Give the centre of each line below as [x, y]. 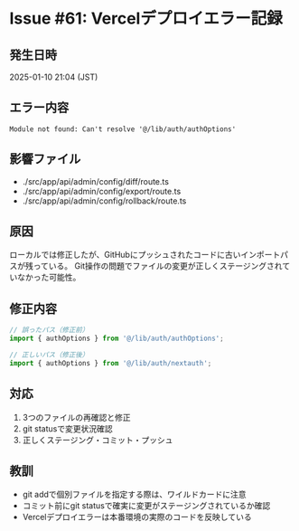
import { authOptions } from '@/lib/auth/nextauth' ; [111, 363]
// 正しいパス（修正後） [49, 355]
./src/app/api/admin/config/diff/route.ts [96, 181]
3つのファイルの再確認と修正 [76, 417]
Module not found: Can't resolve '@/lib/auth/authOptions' [123, 129]
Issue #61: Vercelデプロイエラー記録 [146, 19]
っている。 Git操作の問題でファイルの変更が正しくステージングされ [158, 266]
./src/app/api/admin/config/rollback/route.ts [104, 201]
